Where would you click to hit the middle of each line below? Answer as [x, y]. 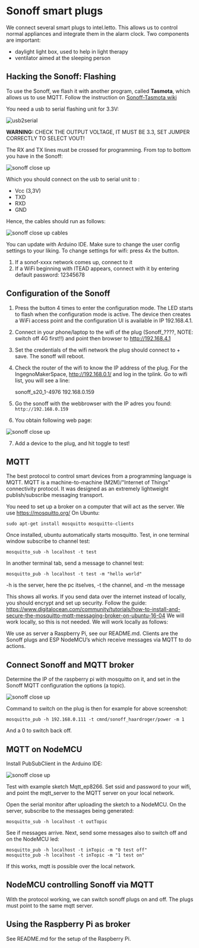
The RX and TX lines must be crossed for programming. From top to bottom [99, 149]
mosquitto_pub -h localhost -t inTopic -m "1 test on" [75, 855]
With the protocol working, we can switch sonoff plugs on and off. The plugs [100, 899]
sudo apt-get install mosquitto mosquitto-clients [70, 524]
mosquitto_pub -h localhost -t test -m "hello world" [74, 574]
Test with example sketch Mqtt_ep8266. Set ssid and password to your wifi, [99, 786]
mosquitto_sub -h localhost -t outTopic [57, 822]
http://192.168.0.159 [41, 409]
